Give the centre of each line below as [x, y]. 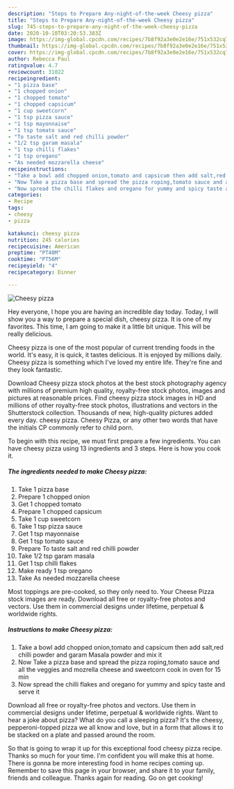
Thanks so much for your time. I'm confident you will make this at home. [111, 756]
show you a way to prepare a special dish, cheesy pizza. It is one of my [110, 319]
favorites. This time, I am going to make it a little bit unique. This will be [109, 326]
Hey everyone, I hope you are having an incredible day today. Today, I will [113, 311]
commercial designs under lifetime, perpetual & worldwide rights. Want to [113, 712]
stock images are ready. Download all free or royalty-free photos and [107, 599]
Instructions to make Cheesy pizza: [60, 630]
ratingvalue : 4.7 [33, 65]
